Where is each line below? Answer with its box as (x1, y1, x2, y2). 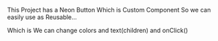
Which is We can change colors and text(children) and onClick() (7, 27, 188, 34)
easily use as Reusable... (7, 13, 77, 21)
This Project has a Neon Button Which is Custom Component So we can (7, 6, 211, 14)
